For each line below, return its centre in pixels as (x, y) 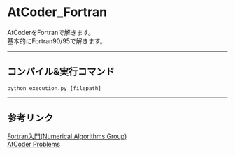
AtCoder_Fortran (57, 12)
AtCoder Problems (34, 144)
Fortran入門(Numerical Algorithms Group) (67, 136)
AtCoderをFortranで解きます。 (51, 32)
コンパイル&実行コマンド (61, 72)
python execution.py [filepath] (54, 88)
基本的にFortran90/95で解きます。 (57, 41)
